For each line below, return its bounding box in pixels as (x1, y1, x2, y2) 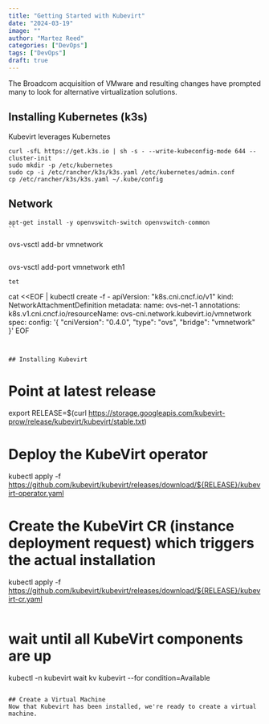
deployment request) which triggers (8, 534, 255, 552)
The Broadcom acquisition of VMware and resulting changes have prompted (8, 78, 261, 88)
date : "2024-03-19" (8, 19, 74, 27)
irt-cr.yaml (8, 595, 43, 604)
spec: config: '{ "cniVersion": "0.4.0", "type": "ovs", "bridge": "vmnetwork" (8, 317, 255, 327)
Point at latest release (8, 382, 157, 400)
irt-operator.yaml (8, 489, 64, 498)
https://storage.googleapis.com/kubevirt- (88, 409, 226, 418)
